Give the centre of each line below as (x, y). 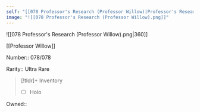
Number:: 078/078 (29, 57)
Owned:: (17, 104)
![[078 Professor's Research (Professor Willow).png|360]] (77, 34)
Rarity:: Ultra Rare (28, 69)
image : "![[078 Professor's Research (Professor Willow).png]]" (87, 17)
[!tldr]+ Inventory (42, 80)
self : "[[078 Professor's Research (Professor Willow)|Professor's (92, 12)
